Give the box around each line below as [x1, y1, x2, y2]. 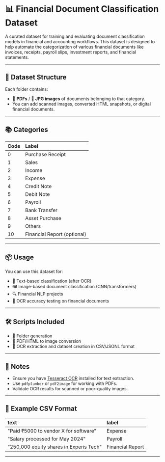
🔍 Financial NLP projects [12, 291, 63, 297]
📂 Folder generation [12, 333, 53, 339]
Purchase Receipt [25, 151, 66, 158]
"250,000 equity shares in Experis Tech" [7, 443, 102, 450]
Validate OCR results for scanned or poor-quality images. [12, 386, 128, 391]
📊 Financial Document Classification [5, 3, 159, 15]
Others [25, 222, 41, 229]
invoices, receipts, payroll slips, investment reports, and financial [5, 49, 137, 55]
